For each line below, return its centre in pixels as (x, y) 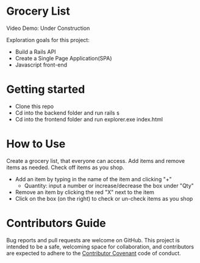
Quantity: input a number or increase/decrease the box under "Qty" (109, 186)
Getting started (46, 89)
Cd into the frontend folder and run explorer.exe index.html (89, 119)
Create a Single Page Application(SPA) (63, 58)
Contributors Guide (56, 223)
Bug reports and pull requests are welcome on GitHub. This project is (93, 240)
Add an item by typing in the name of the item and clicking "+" (93, 179)
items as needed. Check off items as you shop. (65, 167)
